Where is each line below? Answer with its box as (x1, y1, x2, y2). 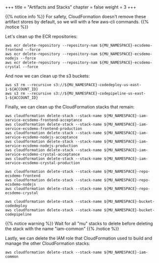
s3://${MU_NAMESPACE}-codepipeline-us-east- (53, 91, 146, 96)
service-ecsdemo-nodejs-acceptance (5, 135, 78, 140)
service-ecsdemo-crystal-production (5, 161, 80, 166)
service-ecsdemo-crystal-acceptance (5, 152, 80, 157)
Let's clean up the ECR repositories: (5, 34, 78, 39)
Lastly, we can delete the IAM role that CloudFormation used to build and (5, 235, 153, 241)
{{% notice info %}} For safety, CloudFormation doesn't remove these (5, 14, 146, 19)
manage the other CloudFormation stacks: (5, 240, 90, 246)
